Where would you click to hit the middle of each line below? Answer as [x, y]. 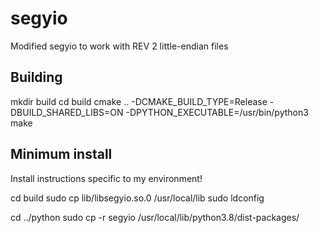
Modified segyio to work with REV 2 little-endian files [119, 46]
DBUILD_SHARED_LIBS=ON [67, 112]
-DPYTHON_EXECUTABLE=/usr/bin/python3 [217, 112]
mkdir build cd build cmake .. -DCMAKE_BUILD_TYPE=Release [139, 101]
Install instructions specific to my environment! [106, 178]
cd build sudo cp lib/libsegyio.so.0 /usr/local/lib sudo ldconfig [137, 198]
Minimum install [61, 154]
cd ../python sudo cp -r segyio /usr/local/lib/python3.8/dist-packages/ [155, 217]
